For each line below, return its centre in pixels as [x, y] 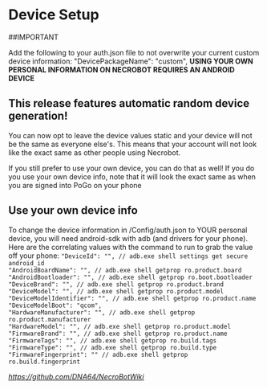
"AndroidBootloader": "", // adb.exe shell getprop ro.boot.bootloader [130, 277]
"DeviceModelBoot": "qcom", [55, 305]
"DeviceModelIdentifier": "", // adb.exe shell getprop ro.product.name [132, 298]
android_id [26, 263]
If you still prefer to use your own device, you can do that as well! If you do [131, 168]
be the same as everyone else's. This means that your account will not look [133, 144]
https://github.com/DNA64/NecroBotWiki [76, 376]
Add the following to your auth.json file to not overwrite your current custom [134, 52]
